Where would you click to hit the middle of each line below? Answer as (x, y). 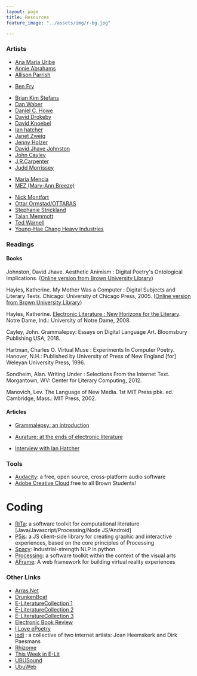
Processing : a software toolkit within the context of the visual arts (95, 555)
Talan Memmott (34, 216)
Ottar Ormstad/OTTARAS (45, 203)
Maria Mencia (32, 179)
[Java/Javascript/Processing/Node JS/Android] (73, 530)
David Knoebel (33, 123)
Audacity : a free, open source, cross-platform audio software (90, 477)
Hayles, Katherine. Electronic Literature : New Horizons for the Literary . (93, 314)
